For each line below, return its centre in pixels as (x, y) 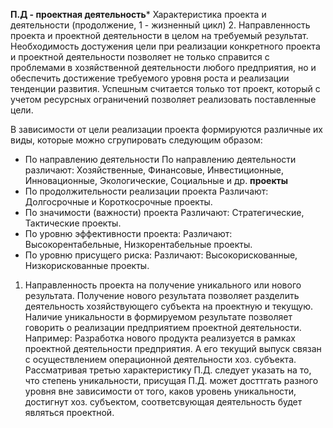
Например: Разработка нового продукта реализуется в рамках (160, 338)
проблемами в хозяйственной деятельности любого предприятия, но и (163, 67)
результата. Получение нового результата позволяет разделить (162, 295)
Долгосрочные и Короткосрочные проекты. (118, 202)
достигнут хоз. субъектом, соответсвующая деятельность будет (163, 402)
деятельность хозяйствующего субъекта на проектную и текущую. (169, 306)
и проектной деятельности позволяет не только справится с (140, 57)
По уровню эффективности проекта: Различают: (128, 233)
